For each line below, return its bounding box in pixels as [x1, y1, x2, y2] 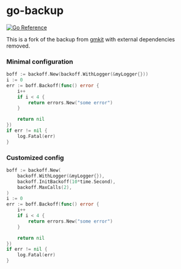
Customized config [6, 153, 64, 162]
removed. [6, 42, 30, 49]
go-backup [6, 4, 64, 18]
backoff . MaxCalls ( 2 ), [17, 184, 72, 190]
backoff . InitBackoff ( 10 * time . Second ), [17, 178, 116, 185]
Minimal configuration [6, 57, 74, 66]
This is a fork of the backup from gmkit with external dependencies [6, 35, 176, 43]
